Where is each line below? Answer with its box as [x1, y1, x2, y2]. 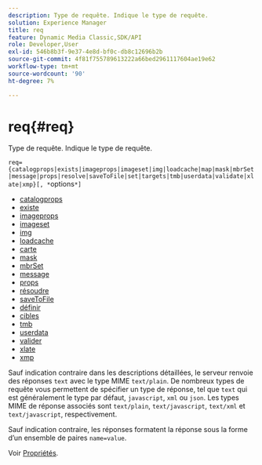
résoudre [19, 286, 49, 296]
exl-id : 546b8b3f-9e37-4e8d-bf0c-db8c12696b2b [8, 48, 163, 56]
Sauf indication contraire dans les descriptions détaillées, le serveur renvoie [8, 368, 253, 377]
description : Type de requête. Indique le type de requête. [8, 11, 209, 20]
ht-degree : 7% [8, 77, 55, 85]
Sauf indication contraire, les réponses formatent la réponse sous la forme [8, 425, 249, 434]
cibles [19, 311, 39, 321]
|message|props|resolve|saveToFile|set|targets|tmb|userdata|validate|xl [8, 173, 255, 180]
